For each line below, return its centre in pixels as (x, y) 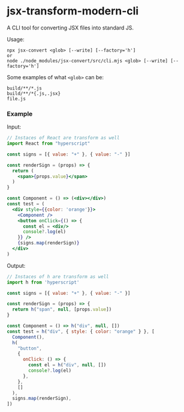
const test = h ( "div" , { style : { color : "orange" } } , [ (81, 332)
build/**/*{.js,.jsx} (34, 93)
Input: (14, 127)
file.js (16, 98)
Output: (16, 265)
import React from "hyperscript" (49, 144)
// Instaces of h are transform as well (58, 277)
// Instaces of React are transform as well (63, 138)
